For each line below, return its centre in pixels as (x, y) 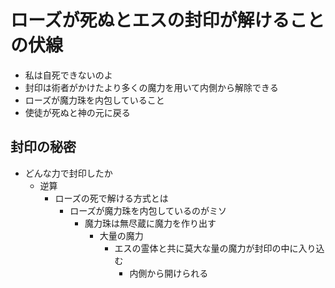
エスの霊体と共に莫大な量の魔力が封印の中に (206, 248)
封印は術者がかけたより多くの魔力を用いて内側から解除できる (151, 87)
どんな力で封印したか (68, 173)
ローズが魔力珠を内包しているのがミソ (148, 210)
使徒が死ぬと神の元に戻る (77, 112)
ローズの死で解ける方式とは (111, 198)
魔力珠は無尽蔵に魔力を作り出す (150, 223)
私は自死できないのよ (68, 75)
